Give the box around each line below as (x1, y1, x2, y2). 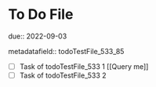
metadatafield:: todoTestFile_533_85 (8, 46, 125, 56)
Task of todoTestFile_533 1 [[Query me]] (19, 61, 149, 71)
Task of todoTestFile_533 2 (19, 71, 107, 80)
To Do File (8, 5, 74, 24)
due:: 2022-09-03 (8, 31, 67, 41)
